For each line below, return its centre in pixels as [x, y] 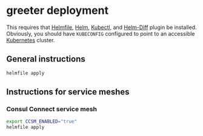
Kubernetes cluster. [31, 40]
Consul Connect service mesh [52, 109]
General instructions [46, 59]
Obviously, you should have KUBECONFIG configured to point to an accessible [101, 33]
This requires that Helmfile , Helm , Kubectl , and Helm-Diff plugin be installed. [101, 27]
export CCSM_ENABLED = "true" [42, 121]
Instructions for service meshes [68, 92]
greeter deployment [58, 11]
